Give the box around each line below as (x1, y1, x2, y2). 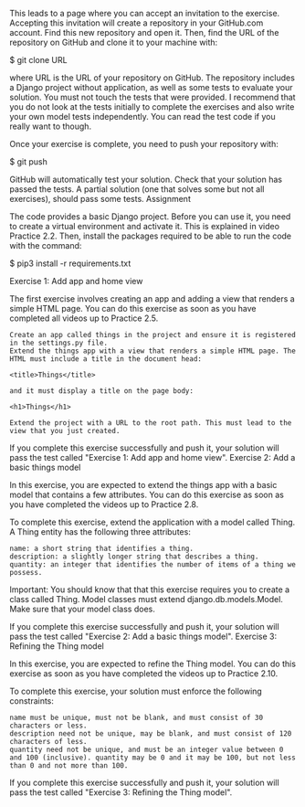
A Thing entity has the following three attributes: (9, 526, 192, 537)
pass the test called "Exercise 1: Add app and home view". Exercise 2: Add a (9, 452, 296, 462)
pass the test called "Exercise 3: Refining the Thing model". (9, 787, 233, 798)
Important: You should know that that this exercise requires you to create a (9, 584, 290, 595)
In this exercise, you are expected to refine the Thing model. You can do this (9, 658, 297, 669)
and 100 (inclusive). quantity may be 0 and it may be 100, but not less (9, 753, 297, 762)
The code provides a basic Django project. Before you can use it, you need (9, 211, 291, 222)
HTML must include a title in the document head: (9, 355, 203, 364)
